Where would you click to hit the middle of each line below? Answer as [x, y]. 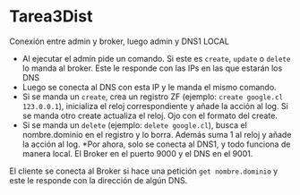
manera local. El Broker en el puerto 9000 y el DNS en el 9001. [137, 153]
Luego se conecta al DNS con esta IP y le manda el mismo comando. [149, 87]
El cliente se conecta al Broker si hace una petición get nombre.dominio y [144, 171]
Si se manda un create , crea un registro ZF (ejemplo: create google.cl [153, 97]
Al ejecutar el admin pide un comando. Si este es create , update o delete [156, 58]
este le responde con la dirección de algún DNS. [99, 180]
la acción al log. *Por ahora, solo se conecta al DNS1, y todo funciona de [156, 144]
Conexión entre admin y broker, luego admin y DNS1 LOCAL [120, 41]
